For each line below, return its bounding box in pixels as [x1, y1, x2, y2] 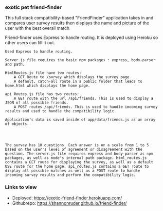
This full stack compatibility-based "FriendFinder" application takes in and [5, 15, 154, 21]
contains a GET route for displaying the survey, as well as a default [5, 160, 153, 165]
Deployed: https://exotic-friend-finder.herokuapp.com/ [12, 195, 122, 201]
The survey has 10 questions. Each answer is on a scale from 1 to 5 [5, 143, 149, 148]
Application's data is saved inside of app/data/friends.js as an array [5, 117, 156, 123]
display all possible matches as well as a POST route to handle [5, 168, 140, 174]
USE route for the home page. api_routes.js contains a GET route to [5, 164, 149, 169]
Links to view [5, 184, 37, 191]
